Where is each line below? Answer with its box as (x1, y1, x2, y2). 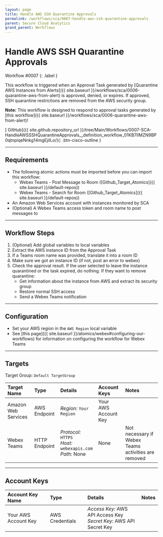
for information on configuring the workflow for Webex (35, 336, 145, 342)
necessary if (125, 431, 154, 438)
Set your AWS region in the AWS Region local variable (12, 325, 117, 331)
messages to (12, 210, 38, 216)
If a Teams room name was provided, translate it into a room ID (12, 252, 138, 258)
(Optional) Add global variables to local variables (12, 242, 110, 248)
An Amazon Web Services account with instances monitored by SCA (12, 200, 149, 206)
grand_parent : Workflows (5, 25, 55, 30)
